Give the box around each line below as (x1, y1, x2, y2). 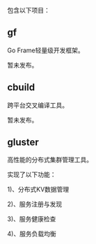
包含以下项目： (7, 6, 50, 14)
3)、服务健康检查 (7, 215, 56, 223)
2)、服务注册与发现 (7, 200, 63, 208)
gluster (7, 137, 40, 148)
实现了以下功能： (7, 170, 56, 179)
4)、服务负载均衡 (7, 229, 57, 238)
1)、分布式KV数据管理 (7, 185, 70, 194)
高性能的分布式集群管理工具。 (7, 155, 93, 164)
